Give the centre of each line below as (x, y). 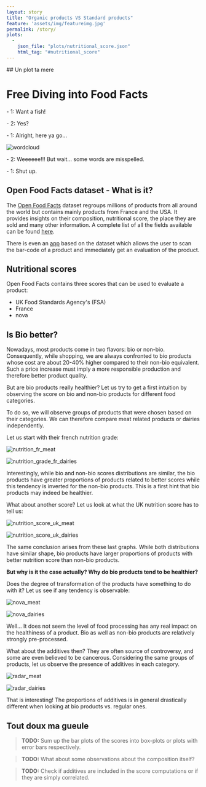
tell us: (15, 512)
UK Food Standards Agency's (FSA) (61, 303)
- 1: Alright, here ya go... (37, 135)
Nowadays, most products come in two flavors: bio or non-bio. (85, 350)
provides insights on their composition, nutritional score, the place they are (101, 218)
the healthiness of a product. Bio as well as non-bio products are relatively (101, 633)
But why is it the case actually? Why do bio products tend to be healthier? (102, 572)
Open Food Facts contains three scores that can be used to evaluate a (95, 284)
